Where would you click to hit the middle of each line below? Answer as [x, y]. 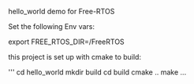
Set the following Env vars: [51, 26]
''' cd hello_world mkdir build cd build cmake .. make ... [97, 72]
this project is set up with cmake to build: [75, 57]
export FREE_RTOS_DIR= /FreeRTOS [66, 42]
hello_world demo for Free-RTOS [62, 11]
